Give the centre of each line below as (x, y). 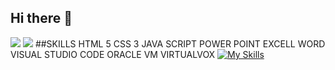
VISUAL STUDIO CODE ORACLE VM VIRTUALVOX (113, 54)
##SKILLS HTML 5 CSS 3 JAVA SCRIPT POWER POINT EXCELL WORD (180, 43)
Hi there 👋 (41, 18)
